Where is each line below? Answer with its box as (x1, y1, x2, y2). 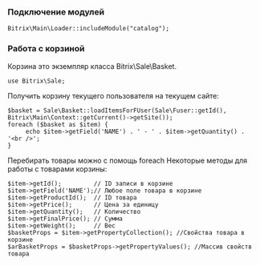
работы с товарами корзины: (7, 163, 108, 174)
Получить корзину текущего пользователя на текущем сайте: (7, 91, 220, 100)
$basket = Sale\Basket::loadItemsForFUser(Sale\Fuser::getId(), (7, 107, 227, 115)
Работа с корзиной (7, 43, 85, 54)
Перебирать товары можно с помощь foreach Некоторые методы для (7, 155, 248, 165)
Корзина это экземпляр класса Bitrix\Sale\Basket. (7, 61, 177, 71)
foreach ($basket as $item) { (7, 120, 109, 128)
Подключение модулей (7, 6, 105, 18)
